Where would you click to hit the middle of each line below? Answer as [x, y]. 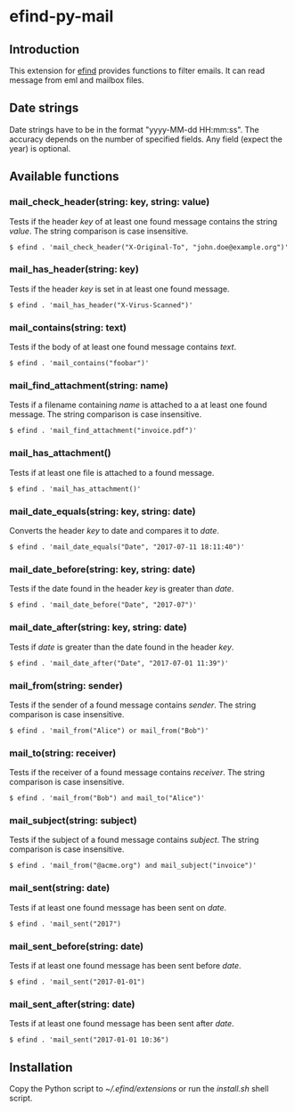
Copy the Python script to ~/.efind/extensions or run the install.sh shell [139, 1089]
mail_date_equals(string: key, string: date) [102, 511]
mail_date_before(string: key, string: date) [102, 569]
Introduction [45, 49]
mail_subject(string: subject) [73, 821]
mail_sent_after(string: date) [72, 1004]
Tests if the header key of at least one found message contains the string [143, 221]
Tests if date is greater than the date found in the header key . [122, 647]
